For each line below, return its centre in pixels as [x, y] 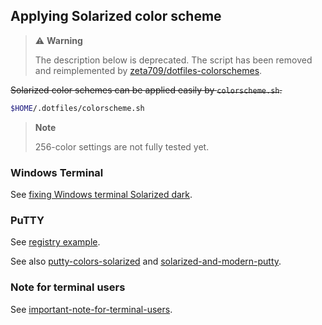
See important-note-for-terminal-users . [91, 309]
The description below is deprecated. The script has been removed [173, 60]
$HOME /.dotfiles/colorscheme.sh [77, 108]
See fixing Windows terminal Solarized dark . [101, 194]
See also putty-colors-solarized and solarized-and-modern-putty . [146, 261]
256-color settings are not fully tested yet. [122, 146]
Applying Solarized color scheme [116, 16]
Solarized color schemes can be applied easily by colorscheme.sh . [146, 90]
